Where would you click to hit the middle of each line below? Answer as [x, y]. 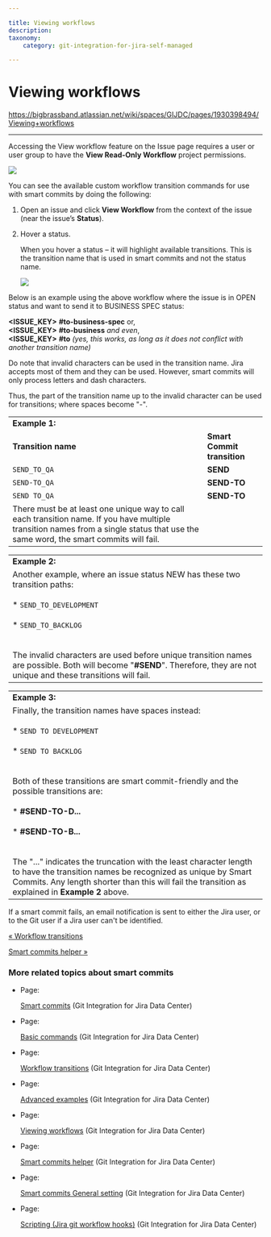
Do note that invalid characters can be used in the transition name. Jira [126, 363]
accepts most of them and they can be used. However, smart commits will [131, 372]
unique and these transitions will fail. [81, 676]
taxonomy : [25, 38]
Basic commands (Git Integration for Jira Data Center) [109, 1037]
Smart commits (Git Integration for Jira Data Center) [106, 1006]
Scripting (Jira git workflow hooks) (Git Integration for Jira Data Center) [138, 1225]
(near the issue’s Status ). [62, 219]
